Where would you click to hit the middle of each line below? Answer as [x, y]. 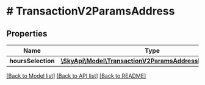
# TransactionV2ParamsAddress [91, 11]
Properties [27, 34]
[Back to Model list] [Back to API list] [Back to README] [76, 76]
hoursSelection [32, 61]
